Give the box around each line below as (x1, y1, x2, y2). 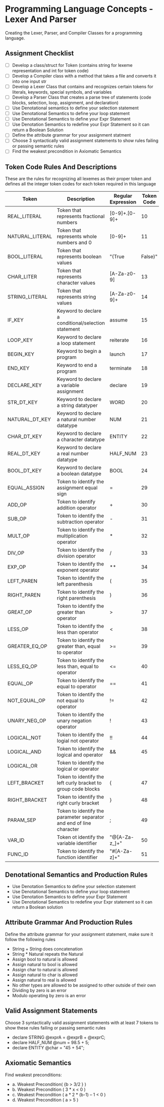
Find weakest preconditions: (5, 1072, 62, 1078)
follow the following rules (5, 936, 56, 942)
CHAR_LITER (7, 273, 38, 280)
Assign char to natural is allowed (12, 966, 78, 972)
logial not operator (57, 738, 99, 745)
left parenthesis (57, 581, 93, 587)
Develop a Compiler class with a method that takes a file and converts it (12, 73, 157, 79)
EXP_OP (7, 564, 26, 570)
